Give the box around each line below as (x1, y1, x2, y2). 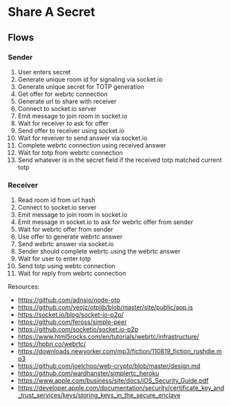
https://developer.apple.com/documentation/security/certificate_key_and (17, 384, 225, 392)
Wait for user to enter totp (17, 254, 91, 263)
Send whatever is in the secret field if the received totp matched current (17, 156, 222, 164)
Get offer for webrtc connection (17, 90, 109, 98)
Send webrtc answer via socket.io (17, 240, 114, 248)
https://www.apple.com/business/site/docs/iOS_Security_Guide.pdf (17, 376, 209, 385)
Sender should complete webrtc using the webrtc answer (17, 247, 181, 256)
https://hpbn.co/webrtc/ (17, 340, 87, 348)
